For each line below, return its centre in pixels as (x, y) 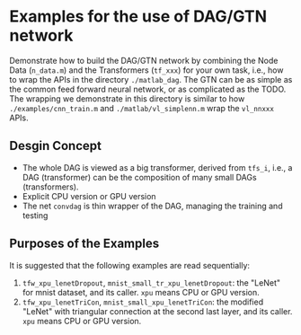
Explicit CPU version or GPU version (89, 196)
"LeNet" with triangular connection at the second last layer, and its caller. (157, 311)
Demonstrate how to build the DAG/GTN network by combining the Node (144, 60)
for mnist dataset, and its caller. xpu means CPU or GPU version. (141, 292)
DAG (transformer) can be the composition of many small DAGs (140, 177)
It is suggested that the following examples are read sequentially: (129, 265)
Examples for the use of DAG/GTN (138, 17)
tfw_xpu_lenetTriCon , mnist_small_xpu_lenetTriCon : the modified (142, 302)
